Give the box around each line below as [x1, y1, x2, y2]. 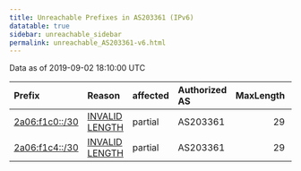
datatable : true [9, 21, 70, 30]
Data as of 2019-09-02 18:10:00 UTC [9, 63, 146, 73]
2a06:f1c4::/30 [13, 141, 79, 154]
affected [132, 90, 169, 102]
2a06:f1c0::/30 [13, 115, 79, 128]
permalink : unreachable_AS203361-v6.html [9, 38, 167, 47]
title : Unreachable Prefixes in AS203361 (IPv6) [9, 13, 194, 22]
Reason [87, 90, 121, 102]
